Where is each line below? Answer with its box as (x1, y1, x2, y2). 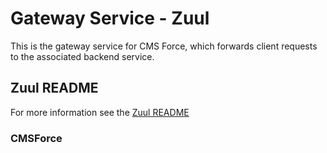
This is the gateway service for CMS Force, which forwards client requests (10, 40, 318, 52)
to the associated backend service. (10, 50, 155, 62)
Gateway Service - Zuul (10, 7, 210, 30)
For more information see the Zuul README (10, 106, 190, 118)
